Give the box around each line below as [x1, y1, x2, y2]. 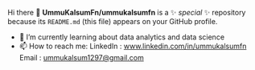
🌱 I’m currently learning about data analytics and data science [19, 32, 225, 42]
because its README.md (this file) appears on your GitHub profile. [7, 17, 218, 26]
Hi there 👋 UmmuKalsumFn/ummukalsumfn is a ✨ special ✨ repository [7, 8, 246, 17]
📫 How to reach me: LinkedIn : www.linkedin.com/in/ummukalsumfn [19, 41, 247, 51]
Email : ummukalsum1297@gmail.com [19, 53, 144, 62]
